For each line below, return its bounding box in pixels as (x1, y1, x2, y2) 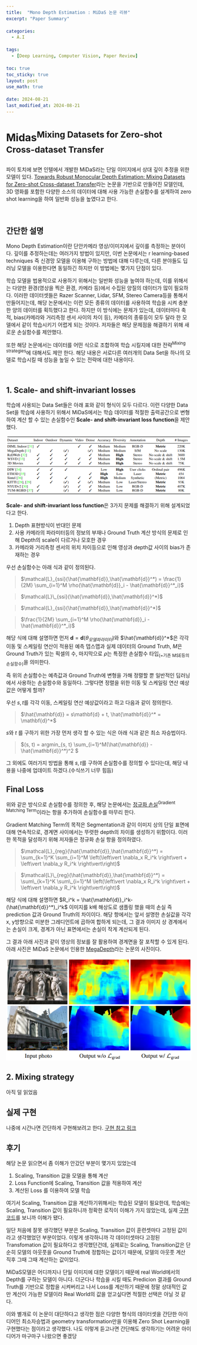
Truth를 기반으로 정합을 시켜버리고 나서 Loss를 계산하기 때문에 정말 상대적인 (6, 1283, 181, 1290)
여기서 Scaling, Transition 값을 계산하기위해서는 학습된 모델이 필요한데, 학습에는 (6, 1200, 191, 1207)
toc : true (6, 65, 31, 71)
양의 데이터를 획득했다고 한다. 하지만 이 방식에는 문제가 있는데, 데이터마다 (12, 307, 181, 314)
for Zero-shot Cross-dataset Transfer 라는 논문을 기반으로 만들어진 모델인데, (6, 181, 184, 188)
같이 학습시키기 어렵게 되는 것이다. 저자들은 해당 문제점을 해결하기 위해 (21, 321, 183, 328)
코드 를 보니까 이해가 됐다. (6, 1214, 65, 1221)
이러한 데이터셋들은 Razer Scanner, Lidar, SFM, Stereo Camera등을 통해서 (14, 292, 188, 299)
